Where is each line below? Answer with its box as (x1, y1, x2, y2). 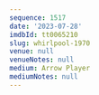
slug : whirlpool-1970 (9, 38, 91, 48)
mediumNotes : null (9, 72, 78, 81)
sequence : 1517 (9, 13, 67, 23)
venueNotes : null (9, 55, 75, 64)
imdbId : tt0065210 (9, 30, 78, 39)
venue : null (9, 47, 54, 56)
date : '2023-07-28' (9, 22, 83, 31)
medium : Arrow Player (9, 64, 91, 73)
